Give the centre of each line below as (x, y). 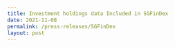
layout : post (26, 33)
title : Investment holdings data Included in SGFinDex (88, 13)
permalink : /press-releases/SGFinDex (62, 26)
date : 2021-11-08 (32, 20)
